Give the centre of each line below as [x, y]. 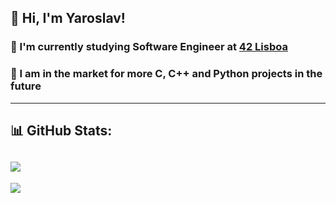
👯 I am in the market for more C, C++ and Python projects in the [166, 74]
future [26, 86]
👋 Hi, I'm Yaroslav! [68, 18]
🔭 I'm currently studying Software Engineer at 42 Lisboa [149, 47]
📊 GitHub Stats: [61, 130]
